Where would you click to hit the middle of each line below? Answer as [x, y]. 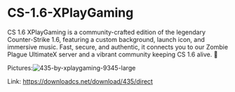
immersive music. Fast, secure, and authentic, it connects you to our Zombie [118, 47]
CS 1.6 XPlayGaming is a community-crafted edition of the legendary [106, 32]
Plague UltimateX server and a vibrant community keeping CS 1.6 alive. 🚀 [113, 54]
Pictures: [20, 68]
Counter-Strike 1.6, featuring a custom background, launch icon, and [106, 39]
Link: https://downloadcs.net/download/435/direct [80, 81]
